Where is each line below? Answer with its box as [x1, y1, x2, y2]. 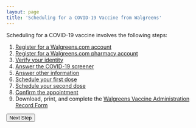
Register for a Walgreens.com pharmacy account [15, 49, 138, 57]
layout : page [6, 9, 40, 15]
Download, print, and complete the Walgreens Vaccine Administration [15, 95, 190, 102]
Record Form [15, 101, 48, 108]
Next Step [9, 114, 32, 121]
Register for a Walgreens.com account [15, 43, 112, 51]
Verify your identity [15, 56, 64, 63]
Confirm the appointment [15, 88, 79, 96]
